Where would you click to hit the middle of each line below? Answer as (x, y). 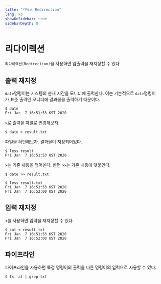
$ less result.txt (24, 183)
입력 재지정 (21, 208)
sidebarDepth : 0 (22, 23)
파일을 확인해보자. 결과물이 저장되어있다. (44, 142)
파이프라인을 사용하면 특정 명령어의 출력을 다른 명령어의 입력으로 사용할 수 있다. (81, 267)
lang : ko (14, 14)
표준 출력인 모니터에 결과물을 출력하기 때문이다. (55, 99)
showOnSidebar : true (26, 19)
